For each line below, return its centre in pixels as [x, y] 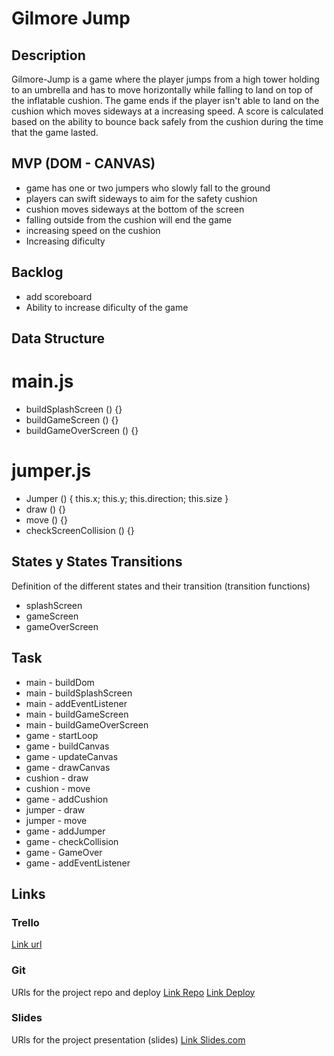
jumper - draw [55, 809]
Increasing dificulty [65, 241]
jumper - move [56, 820]
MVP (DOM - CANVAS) [83, 163]
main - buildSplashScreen [79, 693]
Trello [25, 922]
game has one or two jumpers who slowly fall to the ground [148, 188]
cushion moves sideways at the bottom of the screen [135, 209]
